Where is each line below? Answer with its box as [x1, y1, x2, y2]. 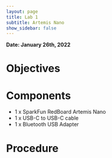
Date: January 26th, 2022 [6, 41, 71, 48]
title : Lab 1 [6, 14, 38, 20]
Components [6, 89, 71, 102]
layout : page [6, 8, 38, 15]
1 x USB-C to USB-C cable [14, 114, 79, 121]
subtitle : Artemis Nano [6, 19, 65, 25]
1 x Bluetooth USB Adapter [14, 121, 80, 128]
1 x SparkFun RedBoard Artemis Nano [14, 108, 106, 116]
